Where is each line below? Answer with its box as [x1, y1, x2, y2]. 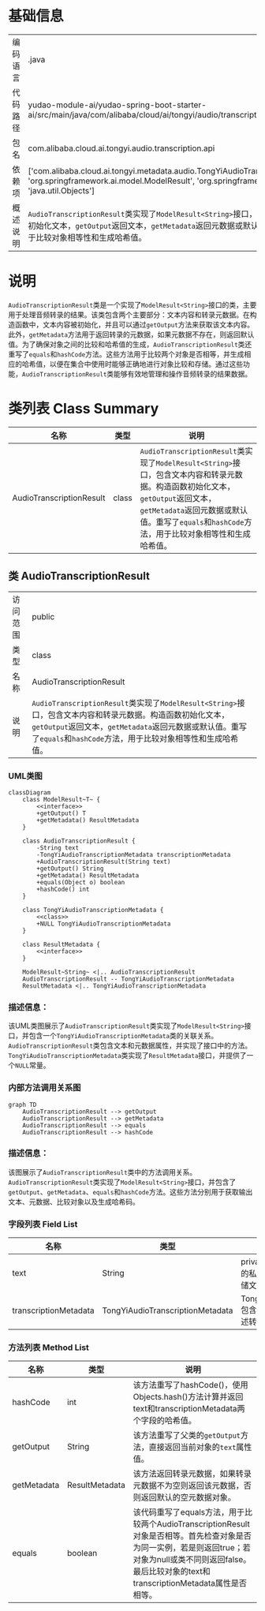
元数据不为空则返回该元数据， [132, 1480, 244, 1491]
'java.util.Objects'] [28, 185, 95, 196]
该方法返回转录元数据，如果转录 [132, 1468, 252, 1479]
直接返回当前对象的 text [148, 1441, 237, 1452]
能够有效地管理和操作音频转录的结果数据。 [113, 368, 252, 379]
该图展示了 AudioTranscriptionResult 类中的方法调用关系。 [8, 1167, 197, 1176]
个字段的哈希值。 [132, 1415, 197, 1426]
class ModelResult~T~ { [22, 795, 101, 803]
